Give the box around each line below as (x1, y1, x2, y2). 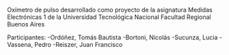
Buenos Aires (7, 20, 45, 28)
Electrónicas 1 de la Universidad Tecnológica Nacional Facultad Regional (7, 13, 211, 21)
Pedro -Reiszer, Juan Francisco (33, 41, 123, 48)
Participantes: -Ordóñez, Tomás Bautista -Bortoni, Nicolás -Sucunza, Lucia (7, 33, 218, 41)
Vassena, (7, 41, 33, 48)
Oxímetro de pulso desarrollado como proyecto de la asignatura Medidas (7, 6, 213, 14)
